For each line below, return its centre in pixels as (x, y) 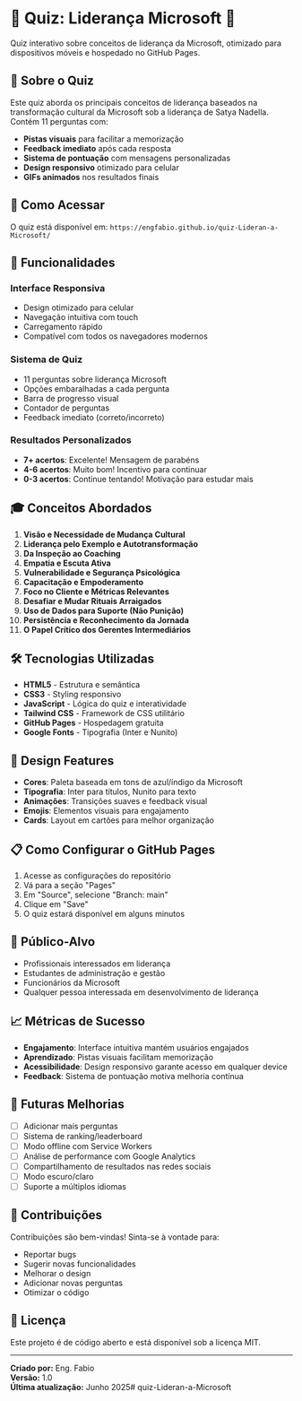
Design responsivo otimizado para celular (101, 167)
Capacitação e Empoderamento (83, 582)
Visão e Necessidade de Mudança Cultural (104, 534)
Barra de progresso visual (71, 398)
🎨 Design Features (62, 761)
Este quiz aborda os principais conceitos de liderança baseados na (134, 102)
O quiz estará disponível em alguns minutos (104, 914)
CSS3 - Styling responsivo (72, 695)
